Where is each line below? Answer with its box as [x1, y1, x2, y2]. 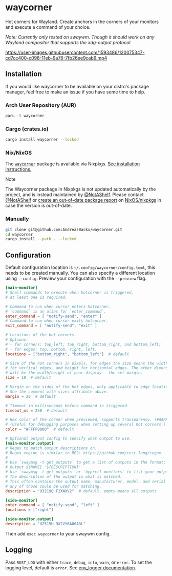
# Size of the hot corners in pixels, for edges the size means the [5, 361, 155, 366]
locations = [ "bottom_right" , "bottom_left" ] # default [5, 351, 130, 357]
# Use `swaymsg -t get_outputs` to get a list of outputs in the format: [5, 460, 166, 465]
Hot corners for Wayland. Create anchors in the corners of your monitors [5, 18, 159, 25]
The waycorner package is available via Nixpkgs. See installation [5, 161, 140, 167]
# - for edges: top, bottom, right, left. [5, 347, 97, 352]
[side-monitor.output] [5, 516, 54, 522]
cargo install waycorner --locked [5, 137, 79, 142]
